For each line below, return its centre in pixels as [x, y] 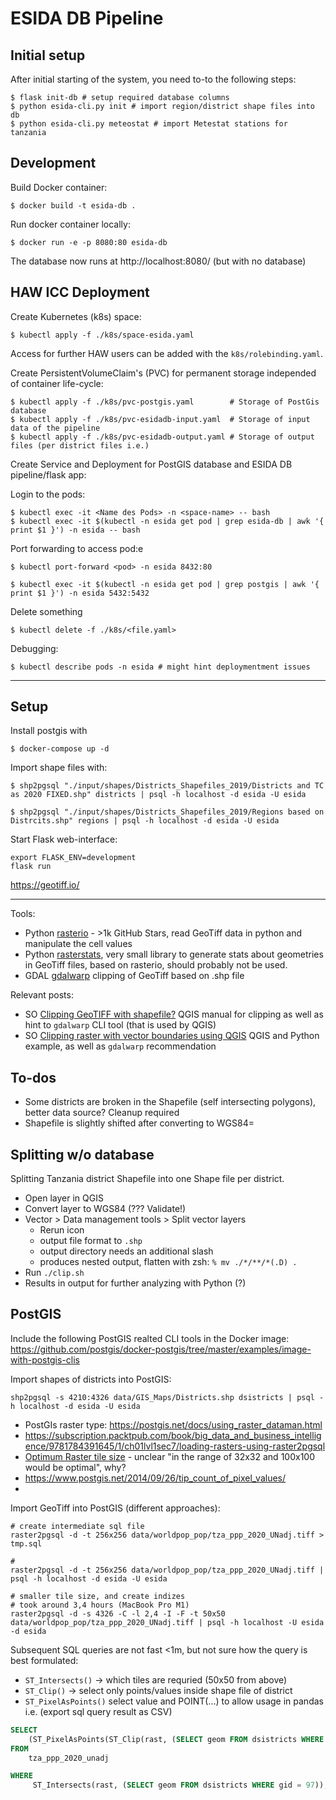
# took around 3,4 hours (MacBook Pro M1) [100, 1605]
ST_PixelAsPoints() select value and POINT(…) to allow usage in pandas [174, 1701]
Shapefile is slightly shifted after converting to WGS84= [139, 1123]
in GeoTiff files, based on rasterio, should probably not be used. [156, 965]
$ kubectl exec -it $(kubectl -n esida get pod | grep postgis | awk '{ [165, 584]
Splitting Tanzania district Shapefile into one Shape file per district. [147, 1179]
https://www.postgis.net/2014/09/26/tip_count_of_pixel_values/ [155, 1478]
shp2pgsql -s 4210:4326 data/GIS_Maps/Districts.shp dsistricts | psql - [167, 1397]
